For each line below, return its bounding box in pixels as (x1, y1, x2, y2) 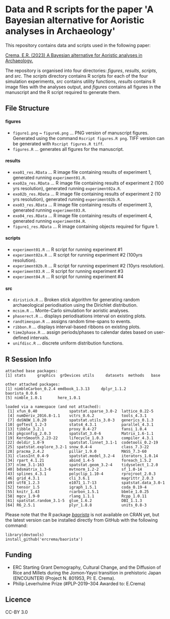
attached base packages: (5, 368, 58, 374)
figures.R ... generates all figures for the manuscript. (12, 146, 124, 152)
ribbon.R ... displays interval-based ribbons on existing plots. (12, 324, 141, 330)
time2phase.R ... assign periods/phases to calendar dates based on (12, 329, 153, 335)
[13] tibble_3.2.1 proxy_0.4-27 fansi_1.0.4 (5, 426, 147, 431)
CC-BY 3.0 (5, 609, 28, 615)
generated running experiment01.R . (12, 174, 87, 180)
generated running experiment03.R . (12, 207, 87, 213)
